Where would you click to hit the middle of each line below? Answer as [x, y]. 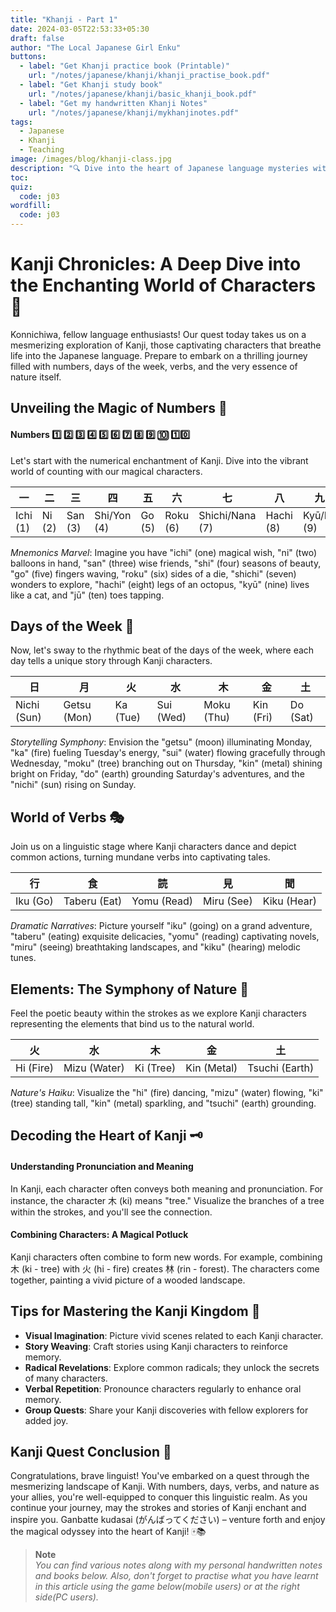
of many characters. [66, 1378]
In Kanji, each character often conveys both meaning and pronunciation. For [167, 1188]
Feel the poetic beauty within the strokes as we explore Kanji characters [158, 1013]
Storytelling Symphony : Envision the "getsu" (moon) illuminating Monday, [161, 742]
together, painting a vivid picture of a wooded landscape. [128, 1280]
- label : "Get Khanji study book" [91, 85]
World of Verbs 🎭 [67, 817]
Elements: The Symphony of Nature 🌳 [130, 989]
